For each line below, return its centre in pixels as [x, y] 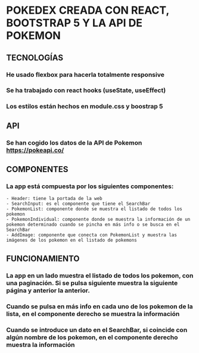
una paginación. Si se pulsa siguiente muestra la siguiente [92, 283]
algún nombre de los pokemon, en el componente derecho [92, 337]
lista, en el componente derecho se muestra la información [93, 314]
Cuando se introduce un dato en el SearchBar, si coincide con [97, 330]
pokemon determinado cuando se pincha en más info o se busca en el [93, 225]
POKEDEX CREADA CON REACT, [88, 10]
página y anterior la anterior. [48, 290]
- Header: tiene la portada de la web [54, 199]
